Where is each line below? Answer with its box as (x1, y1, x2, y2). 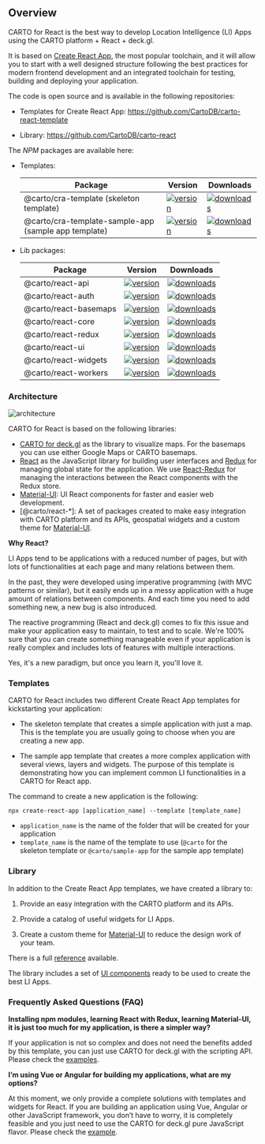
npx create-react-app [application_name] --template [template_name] (8, 807, 242, 815)
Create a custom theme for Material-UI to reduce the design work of (19, 930, 242, 939)
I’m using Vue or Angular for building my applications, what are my (8, 1070, 231, 1079)
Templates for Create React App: (19, 106, 126, 116)
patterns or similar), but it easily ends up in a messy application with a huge (8, 586, 254, 595)
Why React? (8, 538, 49, 548)
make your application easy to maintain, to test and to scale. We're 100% (8, 626, 244, 635)
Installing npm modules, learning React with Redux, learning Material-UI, (8, 1015, 252, 1023)
